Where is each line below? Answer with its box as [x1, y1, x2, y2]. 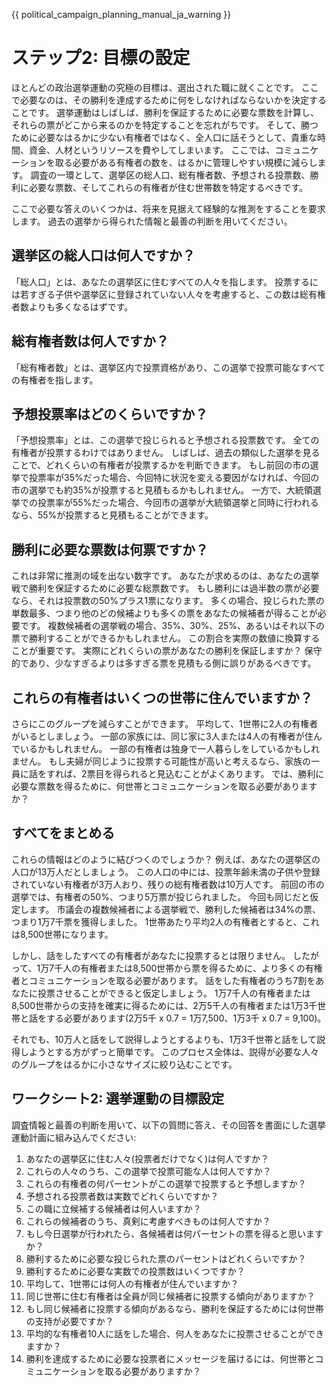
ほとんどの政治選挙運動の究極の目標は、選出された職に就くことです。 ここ [11, 81, 319, 93]
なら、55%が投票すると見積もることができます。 [11, 509, 214, 521]
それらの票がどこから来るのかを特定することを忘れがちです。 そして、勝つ [11, 119, 319, 131]
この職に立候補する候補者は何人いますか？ [25, 1202, 202, 1214]
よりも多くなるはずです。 [28, 300, 134, 313]
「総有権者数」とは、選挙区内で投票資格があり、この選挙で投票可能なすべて [11, 361, 326, 373]
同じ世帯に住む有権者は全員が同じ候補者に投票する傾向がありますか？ [25, 1290, 316, 1302]
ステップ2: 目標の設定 [11, 47, 191, 69]
